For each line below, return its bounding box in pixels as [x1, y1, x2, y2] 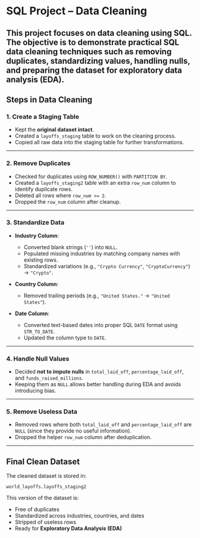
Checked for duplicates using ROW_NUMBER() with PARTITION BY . [14, 173, 168, 180]
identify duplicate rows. [14, 185, 73, 192]
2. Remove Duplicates [6, 159, 71, 167]
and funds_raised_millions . [14, 374, 83, 382]
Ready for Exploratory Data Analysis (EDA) [14, 525, 122, 532]
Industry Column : [14, 232, 60, 239]
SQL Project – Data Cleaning [6, 4, 148, 18]
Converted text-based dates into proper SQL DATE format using [23, 321, 178, 328]
